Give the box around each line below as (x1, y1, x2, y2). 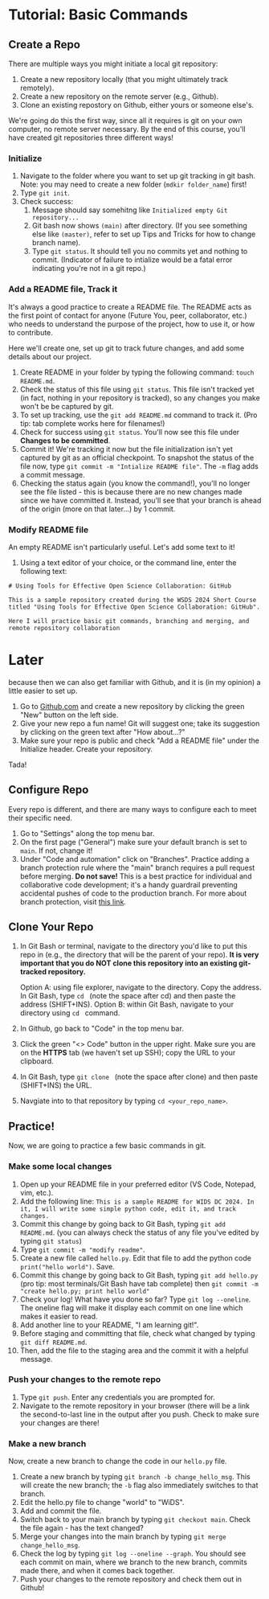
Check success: (19, 197, 74, 207)
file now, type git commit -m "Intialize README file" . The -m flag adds (19, 461, 259, 471)
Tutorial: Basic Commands (8, 6, 189, 24)
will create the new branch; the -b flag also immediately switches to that (19, 1481, 259, 1490)
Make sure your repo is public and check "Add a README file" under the (19, 736, 259, 745)
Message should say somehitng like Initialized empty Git (31, 205, 228, 215)
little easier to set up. (8, 686, 78, 695)
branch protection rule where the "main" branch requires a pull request (19, 863, 255, 872)
